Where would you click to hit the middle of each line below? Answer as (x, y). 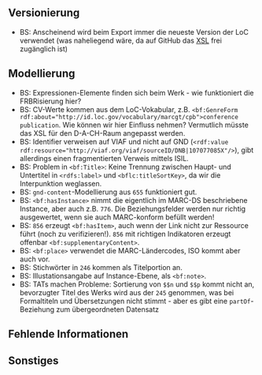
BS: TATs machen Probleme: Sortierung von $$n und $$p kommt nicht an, (137, 284)
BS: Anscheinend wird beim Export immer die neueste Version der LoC (134, 32)
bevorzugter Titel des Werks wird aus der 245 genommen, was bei (127, 292)
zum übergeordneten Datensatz (108, 309)
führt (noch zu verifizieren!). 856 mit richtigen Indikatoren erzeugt (125, 234)
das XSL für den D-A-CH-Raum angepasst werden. (102, 133)
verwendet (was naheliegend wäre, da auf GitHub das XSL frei (121, 40)
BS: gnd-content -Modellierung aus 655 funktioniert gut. (108, 192)
